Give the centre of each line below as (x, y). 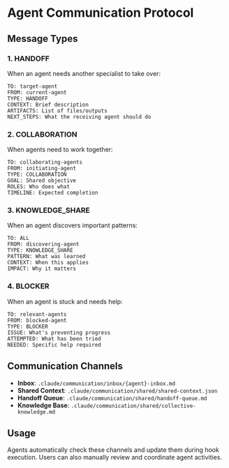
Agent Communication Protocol (101, 13)
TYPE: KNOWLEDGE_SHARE (40, 250)
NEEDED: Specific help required (54, 345)
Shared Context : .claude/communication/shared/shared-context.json (117, 390)
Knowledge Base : (43, 405)
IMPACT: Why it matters (42, 269)
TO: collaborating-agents (45, 163)
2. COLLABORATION (43, 134)
